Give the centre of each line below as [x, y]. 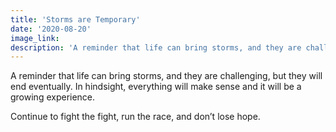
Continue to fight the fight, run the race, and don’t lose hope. [135, 117]
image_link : [35, 38]
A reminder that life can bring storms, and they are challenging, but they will [166, 76]
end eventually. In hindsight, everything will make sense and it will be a [156, 87]
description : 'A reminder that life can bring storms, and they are [156, 47]
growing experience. [53, 97]
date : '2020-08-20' [51, 29]
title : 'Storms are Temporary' [75, 19]
